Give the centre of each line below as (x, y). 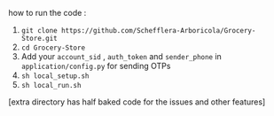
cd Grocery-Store (53, 48)
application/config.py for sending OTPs (96, 66)
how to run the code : (47, 13)
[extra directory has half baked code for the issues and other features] (137, 102)
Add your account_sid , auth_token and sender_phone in (121, 56)
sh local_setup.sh (55, 76)
